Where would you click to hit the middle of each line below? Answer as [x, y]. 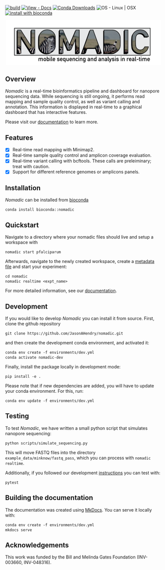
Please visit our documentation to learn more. [52, 122]
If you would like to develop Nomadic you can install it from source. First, [80, 318]
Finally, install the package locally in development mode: [63, 366]
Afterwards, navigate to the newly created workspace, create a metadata [80, 262]
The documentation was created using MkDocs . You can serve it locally [79, 510]
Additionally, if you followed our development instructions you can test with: [83, 473]
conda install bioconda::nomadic [40, 210]
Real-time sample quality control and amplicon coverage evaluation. [82, 155]
